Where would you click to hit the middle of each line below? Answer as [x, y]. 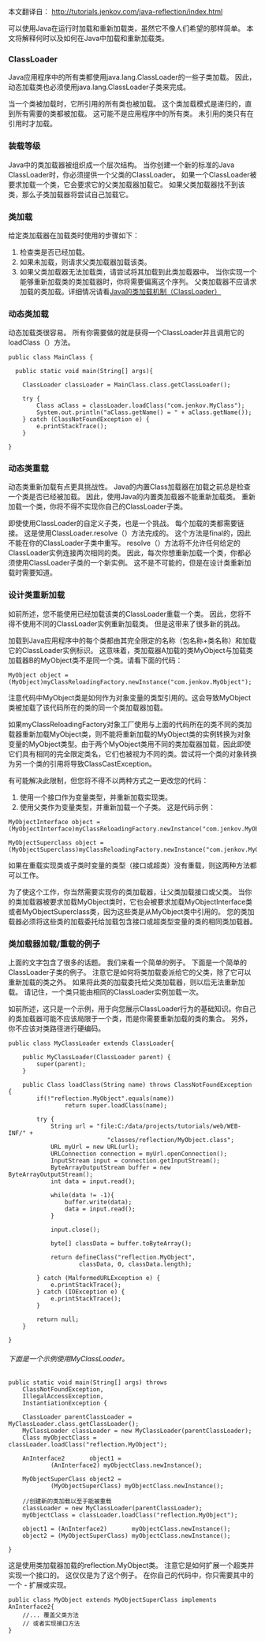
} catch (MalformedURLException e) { [98, 1278]
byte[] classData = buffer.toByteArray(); [121, 1244]
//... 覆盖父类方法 [50, 1615]
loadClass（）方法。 [41, 342]
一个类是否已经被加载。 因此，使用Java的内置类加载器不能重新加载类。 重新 [132, 497]
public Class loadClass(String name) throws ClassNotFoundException [137, 1085]
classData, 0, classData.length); [135, 1264]
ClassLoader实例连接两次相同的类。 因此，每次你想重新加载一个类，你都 [126, 553]
